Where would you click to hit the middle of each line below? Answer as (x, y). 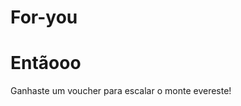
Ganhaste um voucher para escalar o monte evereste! (121, 91)
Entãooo (46, 63)
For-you (44, 17)
